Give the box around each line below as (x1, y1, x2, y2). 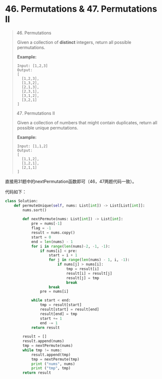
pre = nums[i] (40, 289, 69, 294)
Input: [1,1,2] (17, 144, 48, 149)
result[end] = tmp (40, 311, 78, 316)
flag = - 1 (31, 226, 51, 231)
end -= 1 (40, 321, 58, 325)
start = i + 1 (48, 253, 78, 258)
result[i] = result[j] (66, 271, 112, 276)
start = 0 (31, 235, 51, 240)
